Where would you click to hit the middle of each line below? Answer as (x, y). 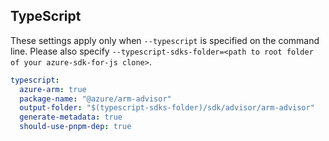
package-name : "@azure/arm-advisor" (95, 99)
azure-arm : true (53, 89)
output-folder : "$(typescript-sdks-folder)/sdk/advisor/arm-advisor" (167, 108)
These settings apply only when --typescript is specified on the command (165, 40)
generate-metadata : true (71, 117)
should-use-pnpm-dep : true (75, 127)
